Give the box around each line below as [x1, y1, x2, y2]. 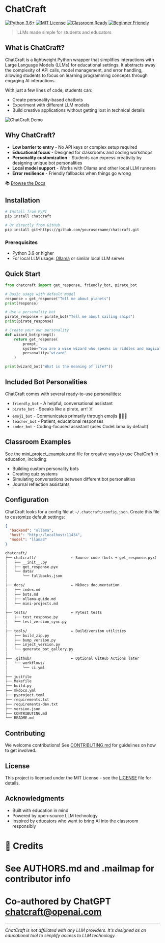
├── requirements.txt [5, 697, 50, 702]
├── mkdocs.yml [5, 688, 36, 693]
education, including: [5, 456, 48, 462]
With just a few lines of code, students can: [5, 87, 92, 93]
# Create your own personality [5, 328, 69, 333]
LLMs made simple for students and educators [17, 29, 112, 35]
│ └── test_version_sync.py [5, 619, 67, 624]
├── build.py [5, 683, 32, 688]
